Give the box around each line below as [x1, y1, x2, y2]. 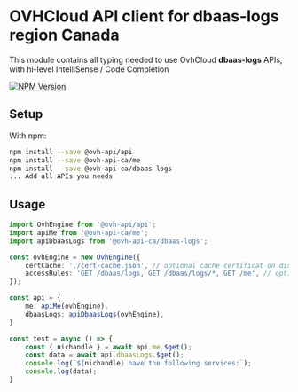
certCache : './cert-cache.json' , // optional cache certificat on [25, 261, 276, 270]
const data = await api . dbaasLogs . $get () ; [25, 350, 184, 360]
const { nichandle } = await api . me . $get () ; [25, 342, 192, 351]
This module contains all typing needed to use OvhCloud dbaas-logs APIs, [9, 54, 283, 65]
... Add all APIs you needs [9, 172, 114, 181]
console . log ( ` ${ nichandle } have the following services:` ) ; [25, 359, 252, 368]
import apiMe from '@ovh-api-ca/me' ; [9, 228, 149, 237]
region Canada [9, 25, 120, 45]
